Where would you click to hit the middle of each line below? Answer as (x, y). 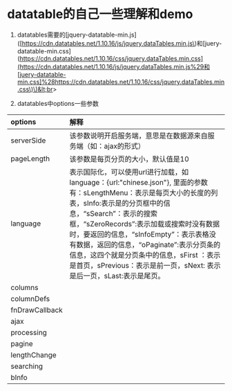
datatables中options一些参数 (58, 103)
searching (27, 366)
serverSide (28, 140)
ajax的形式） (124, 146)
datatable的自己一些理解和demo (100, 14)
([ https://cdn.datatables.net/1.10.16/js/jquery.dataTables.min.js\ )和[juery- (119, 43)
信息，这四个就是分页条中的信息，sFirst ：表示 (145, 255)
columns (25, 287)
